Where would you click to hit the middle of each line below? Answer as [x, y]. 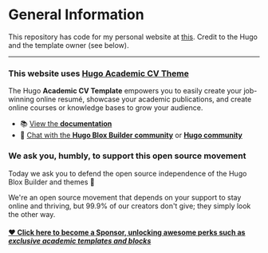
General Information [77, 15]
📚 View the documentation [66, 124]
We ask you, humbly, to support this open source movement [127, 156]
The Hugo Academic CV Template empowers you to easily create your [125, 91]
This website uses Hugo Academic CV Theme [99, 73]
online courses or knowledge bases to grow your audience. [106, 108]
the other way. [32, 214]
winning [21, 99]
